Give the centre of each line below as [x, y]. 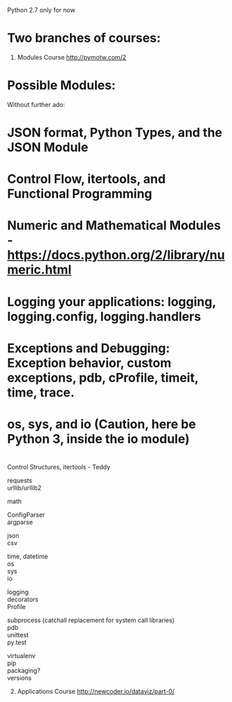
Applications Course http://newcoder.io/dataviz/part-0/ [96, 692]
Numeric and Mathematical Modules [114, 226]
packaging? [24, 671]
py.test [17, 642]
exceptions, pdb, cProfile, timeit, [103, 377]
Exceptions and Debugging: [89, 348]
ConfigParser [26, 515]
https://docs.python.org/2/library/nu [116, 255]
